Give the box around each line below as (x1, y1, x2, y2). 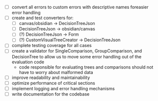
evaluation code (11, 59, 45, 65)
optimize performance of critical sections (11, 80, 95, 86)
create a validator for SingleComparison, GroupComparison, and (11, 48, 142, 54)
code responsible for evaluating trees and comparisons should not (19, 64, 154, 70)
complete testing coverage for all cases (11, 43, 92, 49)
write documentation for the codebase (11, 91, 90, 97)
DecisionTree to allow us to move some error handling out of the (11, 53, 142, 59)
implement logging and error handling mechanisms (11, 85, 115, 91)
